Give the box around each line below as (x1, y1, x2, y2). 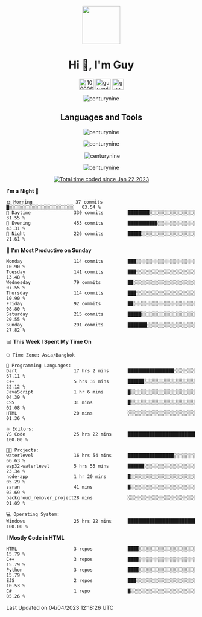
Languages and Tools (60, 112, 143, 123)
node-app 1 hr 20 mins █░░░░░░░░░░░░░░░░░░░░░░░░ (6, 474, 196, 480)
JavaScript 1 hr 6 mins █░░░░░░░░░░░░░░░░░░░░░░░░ (6, 389, 196, 395)
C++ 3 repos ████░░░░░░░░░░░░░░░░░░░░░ (6, 557, 196, 563)
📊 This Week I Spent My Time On (6, 338, 92, 346)
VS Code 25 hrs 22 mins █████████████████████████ (6, 431, 196, 438)
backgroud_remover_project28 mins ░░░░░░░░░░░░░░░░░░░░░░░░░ (6, 495, 196, 501)
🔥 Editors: (6, 426, 34, 432)
